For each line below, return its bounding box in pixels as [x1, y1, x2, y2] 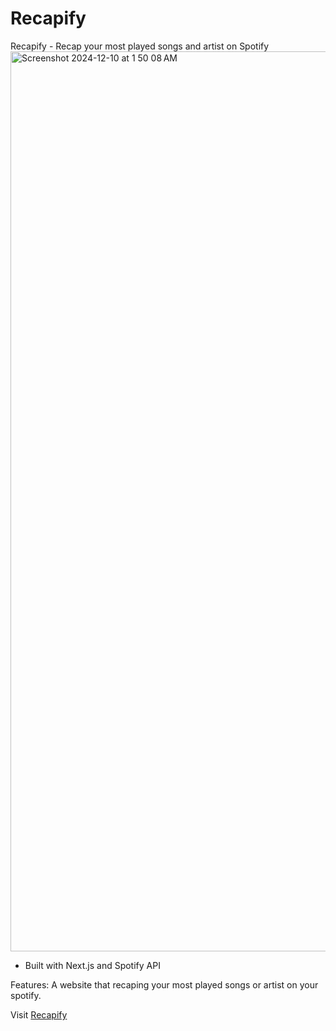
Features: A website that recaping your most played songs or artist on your [10, 978, 319, 991]
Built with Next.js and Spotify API [24, 959, 161, 971]
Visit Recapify [10, 1008, 68, 1021]
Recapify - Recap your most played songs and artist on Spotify [10, 40, 270, 52]
